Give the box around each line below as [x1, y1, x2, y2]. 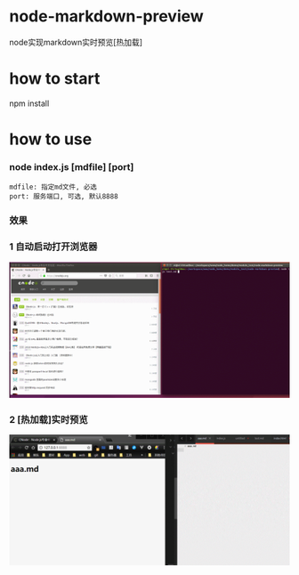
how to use [9, 129, 93, 150]
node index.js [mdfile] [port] [9, 160, 134, 173]
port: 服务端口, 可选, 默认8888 [9, 192, 118, 201]
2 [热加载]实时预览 [9, 414, 89, 426]
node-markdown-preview [9, 6, 205, 27]
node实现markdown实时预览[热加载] [9, 36, 143, 47]
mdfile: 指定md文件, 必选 [9, 182, 98, 192]
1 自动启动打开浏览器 [9, 240, 98, 253]
